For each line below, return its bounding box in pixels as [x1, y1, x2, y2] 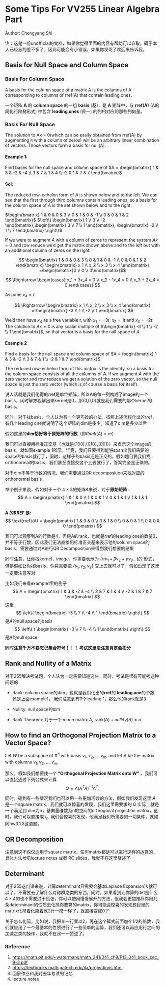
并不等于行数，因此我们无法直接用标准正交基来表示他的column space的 [5, 539, 150, 546]
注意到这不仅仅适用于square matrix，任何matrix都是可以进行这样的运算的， [5, 849, 158, 855]
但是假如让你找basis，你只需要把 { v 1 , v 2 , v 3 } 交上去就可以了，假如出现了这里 [5, 563, 160, 570]
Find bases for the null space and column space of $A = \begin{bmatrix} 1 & [5, 164, 159, 170]
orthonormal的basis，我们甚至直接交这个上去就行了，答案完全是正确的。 [5, 460, 153, 466]
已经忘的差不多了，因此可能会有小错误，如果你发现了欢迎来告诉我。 [9, 46, 147, 52]
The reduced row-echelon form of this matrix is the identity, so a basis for [5, 366, 155, 372]
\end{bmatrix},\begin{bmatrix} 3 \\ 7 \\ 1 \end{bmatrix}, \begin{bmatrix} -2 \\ [5, 222, 159, 228]
